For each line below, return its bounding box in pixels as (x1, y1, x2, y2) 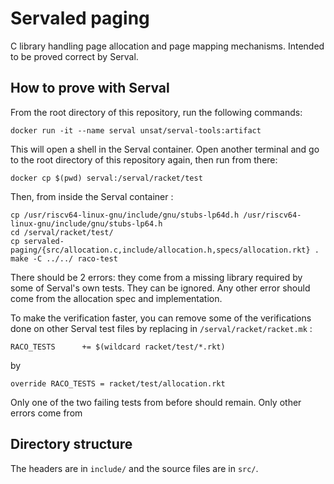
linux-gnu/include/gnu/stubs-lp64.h (10, 218, 163, 229)
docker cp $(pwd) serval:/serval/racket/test (10, 173, 203, 183)
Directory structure (10, 436, 133, 453)
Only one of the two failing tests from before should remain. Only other (10, 396, 302, 408)
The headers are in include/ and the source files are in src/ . (10, 462, 259, 474)
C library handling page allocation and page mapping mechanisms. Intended (10, 40, 325, 52)
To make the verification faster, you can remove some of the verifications (10, 312, 312, 324)
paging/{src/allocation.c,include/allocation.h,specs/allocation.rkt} (10, 245, 311, 255)
